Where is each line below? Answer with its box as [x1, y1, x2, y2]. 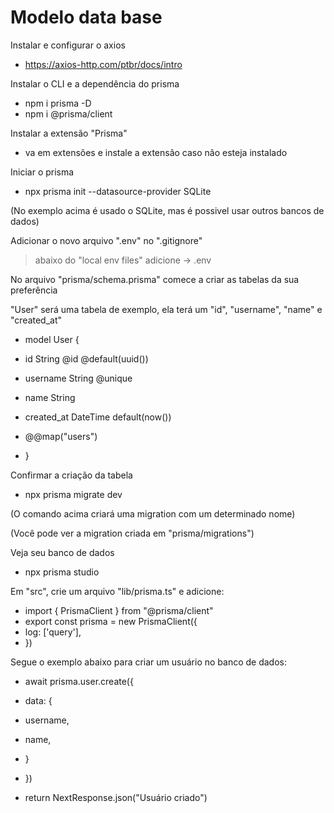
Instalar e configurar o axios [10, 39, 126, 51]
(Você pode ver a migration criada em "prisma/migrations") [10, 527, 255, 539]
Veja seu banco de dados [10, 546, 115, 558]
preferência [10, 284, 58, 296]
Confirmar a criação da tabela [10, 469, 133, 481]
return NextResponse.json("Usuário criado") [24, 791, 208, 803]
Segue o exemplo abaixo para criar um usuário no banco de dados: [10, 656, 288, 668]
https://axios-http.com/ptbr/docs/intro [24, 58, 183, 70]
